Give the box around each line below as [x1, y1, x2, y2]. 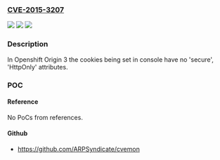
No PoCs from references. [7, 113, 83, 121]
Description [7, 39, 48, 49]
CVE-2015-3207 [7, 5, 65, 15]
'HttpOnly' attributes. [7, 62, 68, 71]
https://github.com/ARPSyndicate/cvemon [17, 145, 141, 153]
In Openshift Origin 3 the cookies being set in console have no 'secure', [7, 55, 214, 64]
